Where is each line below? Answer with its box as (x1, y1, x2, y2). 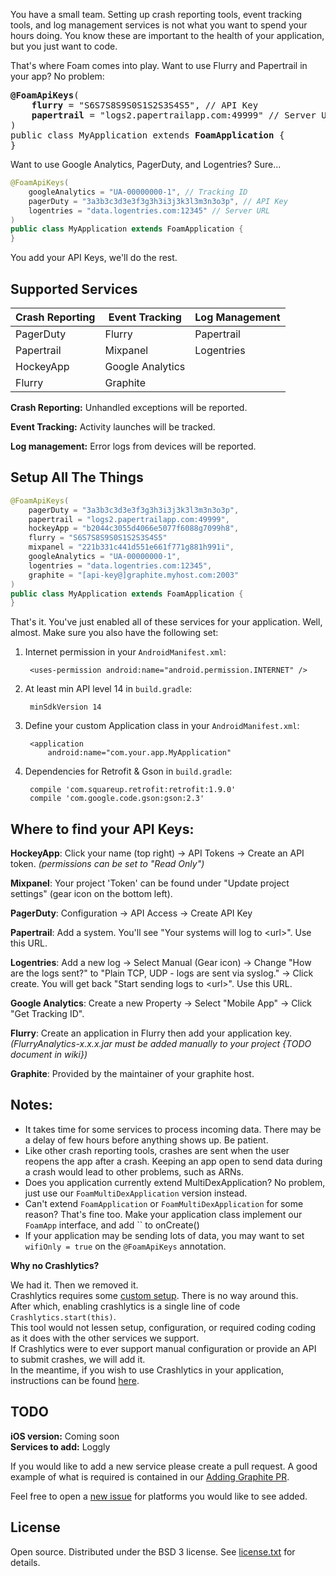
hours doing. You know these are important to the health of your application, (10, 30, 325, 41)
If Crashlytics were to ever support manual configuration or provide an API (10, 1342, 317, 1354)
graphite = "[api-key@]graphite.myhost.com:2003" (28, 570, 240, 580)
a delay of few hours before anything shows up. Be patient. (24, 1134, 269, 1146)
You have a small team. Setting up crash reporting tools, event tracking (10, 9, 303, 20)
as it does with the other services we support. (10, 1332, 200, 1344)
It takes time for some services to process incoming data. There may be (24, 1123, 322, 1135)
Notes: (10, 1097, 53, 1114)
